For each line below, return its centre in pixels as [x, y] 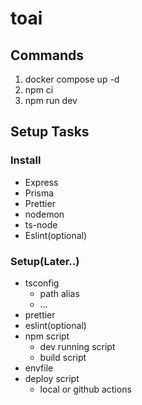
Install [26, 160]
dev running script [77, 346]
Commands [47, 55]
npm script [47, 336]
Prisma [39, 193]
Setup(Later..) [45, 261]
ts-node [41, 224]
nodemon [44, 214]
